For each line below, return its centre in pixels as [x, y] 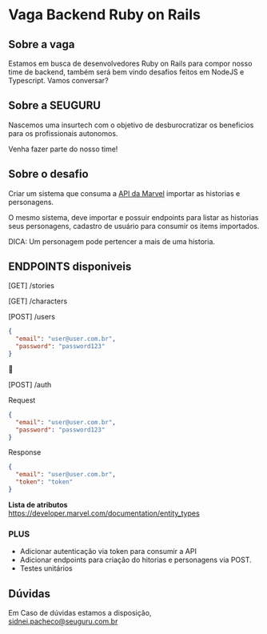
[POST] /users [32, 317]
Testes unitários [46, 568]
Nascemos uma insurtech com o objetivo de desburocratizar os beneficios [131, 125]
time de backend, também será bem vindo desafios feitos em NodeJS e [126, 72]
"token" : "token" [44, 482]
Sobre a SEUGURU [55, 106]
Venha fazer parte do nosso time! [63, 149]
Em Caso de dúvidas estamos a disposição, [80, 613]
